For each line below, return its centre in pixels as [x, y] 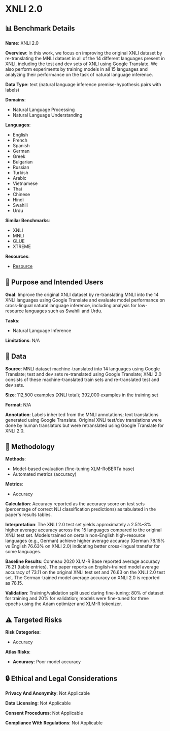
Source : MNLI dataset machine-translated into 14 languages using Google [83, 369]
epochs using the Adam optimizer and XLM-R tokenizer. [64, 604]
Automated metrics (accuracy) [45, 474]
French [20, 140]
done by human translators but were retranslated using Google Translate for [84, 425]
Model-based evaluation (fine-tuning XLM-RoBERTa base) [73, 469]
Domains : [15, 100]
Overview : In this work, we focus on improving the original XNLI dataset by [84, 53]
